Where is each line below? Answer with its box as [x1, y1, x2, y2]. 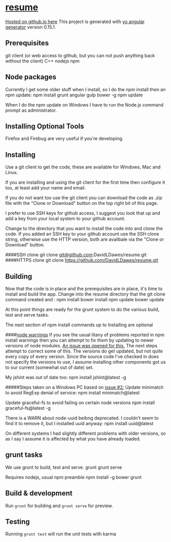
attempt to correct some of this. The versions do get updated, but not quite [5, 348, 163, 354]
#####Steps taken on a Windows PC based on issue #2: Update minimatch [5, 384, 164, 390]
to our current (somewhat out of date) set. [5, 364, 94, 370]
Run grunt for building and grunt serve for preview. [5, 503, 113, 509]
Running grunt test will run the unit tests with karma [5, 531, 116, 537]
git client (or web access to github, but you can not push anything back [5, 52, 155, 58]
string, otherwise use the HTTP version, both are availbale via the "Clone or [5, 236, 164, 242]
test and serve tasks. [5, 312, 50, 318]
